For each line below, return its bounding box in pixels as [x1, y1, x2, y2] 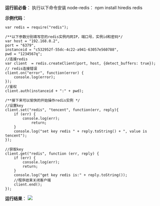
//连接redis [5, 57, 28, 62]
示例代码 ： [5, 15, 27, 21]
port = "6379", [5, 43, 36, 48]
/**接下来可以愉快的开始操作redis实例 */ [5, 98, 80, 103]
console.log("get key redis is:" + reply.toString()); [14, 173, 128, 178]
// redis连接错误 [5, 66, 38, 71]
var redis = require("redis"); [5, 25, 69, 30]
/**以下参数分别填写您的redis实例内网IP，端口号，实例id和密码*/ [5, 34, 123, 39]
